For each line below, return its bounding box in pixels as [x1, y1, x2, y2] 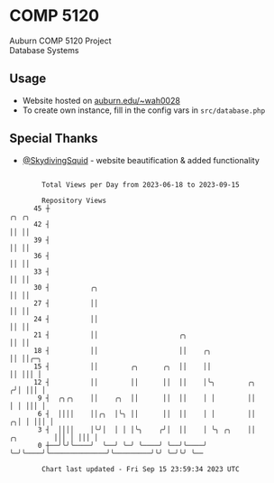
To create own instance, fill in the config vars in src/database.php [22, 105, 266, 116]
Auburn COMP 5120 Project [9, 35, 112, 46]
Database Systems [9, 44, 79, 55]
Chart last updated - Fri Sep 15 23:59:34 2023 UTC [41, 464, 241, 474]
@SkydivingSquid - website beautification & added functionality [22, 154, 260, 165]
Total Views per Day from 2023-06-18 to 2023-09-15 [41, 180, 241, 190]
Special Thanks [9, 131, 98, 146]
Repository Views [41, 196, 106, 205]
